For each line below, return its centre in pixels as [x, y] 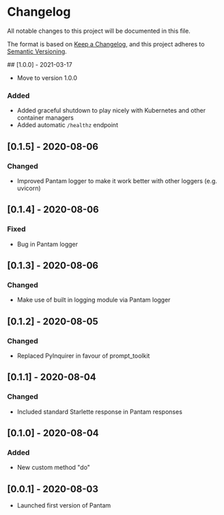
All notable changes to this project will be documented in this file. [99, 31]
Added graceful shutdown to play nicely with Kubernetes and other [111, 111]
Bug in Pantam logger [47, 244]
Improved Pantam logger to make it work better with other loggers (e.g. [117, 181]
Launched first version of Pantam [64, 505]
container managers [45, 118]
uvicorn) [29, 188]
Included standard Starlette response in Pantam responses [100, 412]
